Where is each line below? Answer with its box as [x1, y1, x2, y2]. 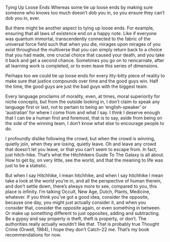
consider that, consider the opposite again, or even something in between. [5, 205, 161, 210]
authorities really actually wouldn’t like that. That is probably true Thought [5, 221, 159, 227]
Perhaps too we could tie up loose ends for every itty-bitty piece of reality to [5, 73, 165, 78]
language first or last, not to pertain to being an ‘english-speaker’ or [5, 104, 147, 110]
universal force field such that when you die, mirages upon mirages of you [5, 41, 161, 47]
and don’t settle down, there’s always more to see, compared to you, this [5, 183, 157, 189]
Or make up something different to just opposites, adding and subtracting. [5, 210, 160, 216]
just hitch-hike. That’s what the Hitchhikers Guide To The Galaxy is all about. [5, 152, 165, 158]
